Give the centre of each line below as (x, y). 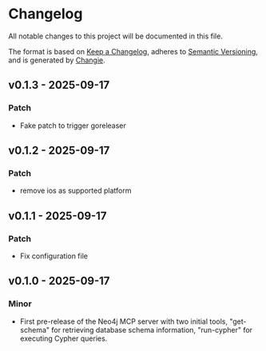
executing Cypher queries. (64, 338)
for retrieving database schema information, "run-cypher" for (152, 329)
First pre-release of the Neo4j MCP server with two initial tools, (124, 321)
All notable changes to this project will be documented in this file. (116, 36)
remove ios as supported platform (75, 191)
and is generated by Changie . (57, 60)
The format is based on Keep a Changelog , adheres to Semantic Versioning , (133, 51)
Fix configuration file (54, 256)
